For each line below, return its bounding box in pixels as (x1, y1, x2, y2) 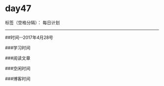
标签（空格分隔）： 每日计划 (5, 19, 60, 25)
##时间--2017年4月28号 (5, 34, 54, 40)
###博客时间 (5, 76, 31, 82)
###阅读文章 (5, 55, 31, 61)
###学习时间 (5, 45, 31, 51)
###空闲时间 (5, 65, 31, 71)
